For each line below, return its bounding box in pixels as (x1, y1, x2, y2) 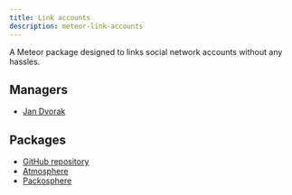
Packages (9, 132, 66, 147)
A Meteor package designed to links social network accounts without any (9, 46, 283, 57)
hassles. (9, 56, 41, 67)
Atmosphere (22, 166, 70, 177)
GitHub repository (22, 156, 89, 167)
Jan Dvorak (22, 106, 66, 117)
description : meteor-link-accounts (9, 22, 144, 31)
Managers (9, 82, 69, 97)
